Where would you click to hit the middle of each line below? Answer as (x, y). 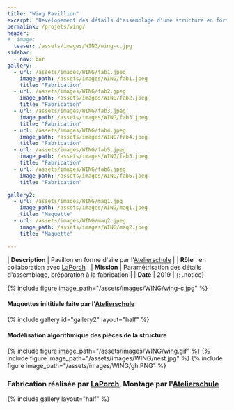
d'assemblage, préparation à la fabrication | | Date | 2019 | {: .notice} (106, 274)
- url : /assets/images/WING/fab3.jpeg (70, 111)
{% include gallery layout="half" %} (58, 399)
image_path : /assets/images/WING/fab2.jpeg (84, 98)
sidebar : (20, 53)
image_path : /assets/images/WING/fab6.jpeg (84, 176)
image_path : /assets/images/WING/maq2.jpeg (84, 227)
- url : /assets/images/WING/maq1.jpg (68, 202)
